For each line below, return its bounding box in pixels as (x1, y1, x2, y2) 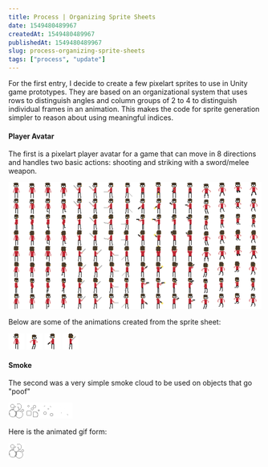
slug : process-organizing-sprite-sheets (8, 47, 146, 56)
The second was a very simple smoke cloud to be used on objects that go (8, 378, 253, 388)
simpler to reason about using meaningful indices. (8, 113, 174, 122)
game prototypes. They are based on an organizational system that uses (8, 87, 248, 97)
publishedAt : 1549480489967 (8, 39, 103, 47)
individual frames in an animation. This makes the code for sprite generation (8, 105, 260, 114)
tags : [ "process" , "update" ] (8, 56, 106, 64)
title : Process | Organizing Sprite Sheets (8, 13, 156, 21)
